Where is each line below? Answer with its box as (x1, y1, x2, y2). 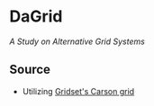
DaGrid (9, 6, 63, 27)
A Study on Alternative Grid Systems (9, 36, 146, 47)
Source (9, 62, 51, 77)
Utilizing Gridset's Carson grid (22, 85, 135, 96)
